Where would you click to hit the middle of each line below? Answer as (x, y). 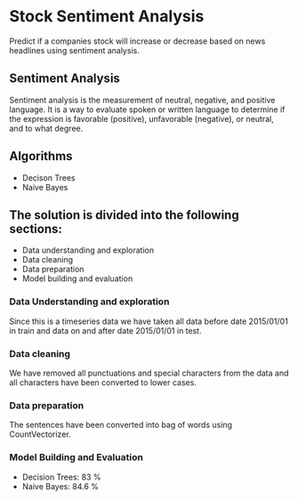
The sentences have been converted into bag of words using (121, 425)
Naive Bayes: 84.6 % (60, 486)
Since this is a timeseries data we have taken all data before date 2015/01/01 (149, 321)
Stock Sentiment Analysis (107, 16)
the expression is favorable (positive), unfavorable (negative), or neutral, (141, 118)
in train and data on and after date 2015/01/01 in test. (105, 330)
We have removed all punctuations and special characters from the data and (149, 373)
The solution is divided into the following (124, 215)
